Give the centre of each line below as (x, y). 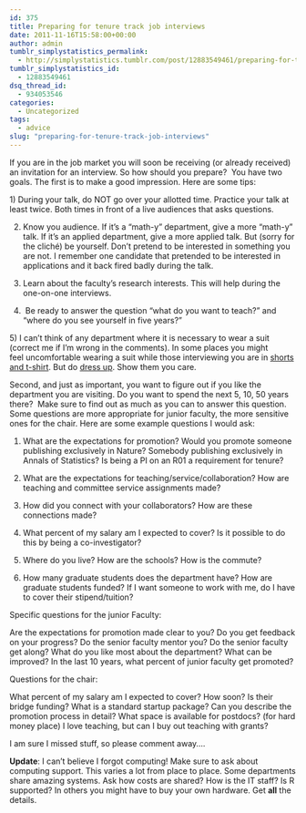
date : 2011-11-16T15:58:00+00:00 (73, 35)
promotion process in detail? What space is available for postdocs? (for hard (153, 715)
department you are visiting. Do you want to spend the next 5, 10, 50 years (149, 394)
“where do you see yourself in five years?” (102, 320)
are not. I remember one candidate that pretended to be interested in (151, 255)
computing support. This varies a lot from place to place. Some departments (153, 770)
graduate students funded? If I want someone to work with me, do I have (159, 587)
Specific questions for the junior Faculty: (86, 614)
